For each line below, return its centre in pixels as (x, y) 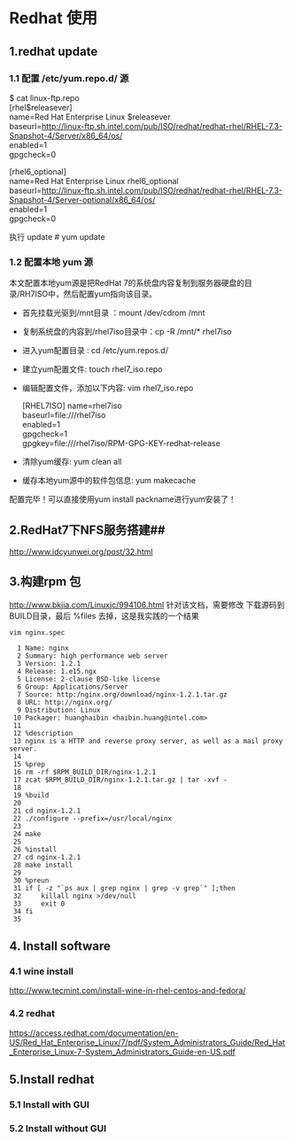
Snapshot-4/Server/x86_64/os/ (66, 135)
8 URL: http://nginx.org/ (65, 702)
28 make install (43, 865)
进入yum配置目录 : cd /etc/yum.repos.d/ (95, 351)
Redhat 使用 (53, 18)
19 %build (31, 795)
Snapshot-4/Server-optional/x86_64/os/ (82, 199)
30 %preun (31, 880)
